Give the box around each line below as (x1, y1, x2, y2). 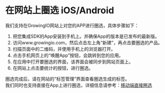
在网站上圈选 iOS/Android (5, 5, 115, 16)
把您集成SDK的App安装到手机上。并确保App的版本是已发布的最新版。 (12, 33, 159, 39)
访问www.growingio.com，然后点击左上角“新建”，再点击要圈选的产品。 (12, 39, 163, 46)
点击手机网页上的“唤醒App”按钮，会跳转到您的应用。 (12, 52, 124, 58)
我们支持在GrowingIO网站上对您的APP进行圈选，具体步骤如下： (5, 22, 139, 28)
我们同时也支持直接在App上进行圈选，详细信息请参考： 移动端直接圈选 (5, 82, 152, 88)
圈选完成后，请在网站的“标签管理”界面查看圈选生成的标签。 (5, 76, 130, 82)
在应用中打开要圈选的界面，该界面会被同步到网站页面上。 (12, 58, 133, 65)
